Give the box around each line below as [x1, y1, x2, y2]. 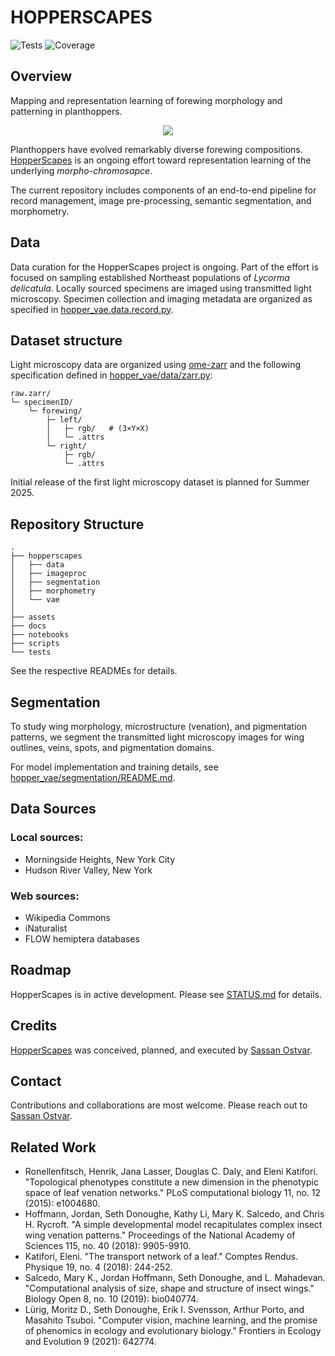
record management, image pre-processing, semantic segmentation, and [10, 194, 312, 206]
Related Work [10, 1139, 97, 1156]
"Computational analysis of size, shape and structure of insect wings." [24, 1282, 315, 1295]
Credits [10, 1017, 58, 1035]
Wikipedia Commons [24, 911, 111, 923]
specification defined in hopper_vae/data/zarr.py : [10, 369, 213, 381]
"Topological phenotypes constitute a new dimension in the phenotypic [24, 1176, 319, 1188]
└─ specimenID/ [10, 397, 74, 408]
